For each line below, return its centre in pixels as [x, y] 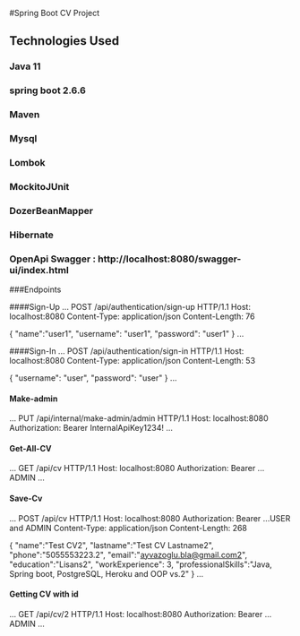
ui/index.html [39, 270]
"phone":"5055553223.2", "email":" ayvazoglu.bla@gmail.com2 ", [129, 554]
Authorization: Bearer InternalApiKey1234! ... [91, 428]
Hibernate [31, 235]
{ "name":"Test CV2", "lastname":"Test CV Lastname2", [111, 545]
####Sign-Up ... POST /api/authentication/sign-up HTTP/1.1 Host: [130, 307]
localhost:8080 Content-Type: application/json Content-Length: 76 [132, 316]
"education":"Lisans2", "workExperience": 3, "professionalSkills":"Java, [141, 564]
